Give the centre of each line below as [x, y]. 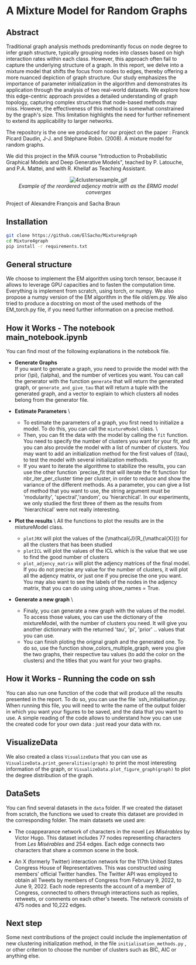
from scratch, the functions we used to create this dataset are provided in [95, 814]
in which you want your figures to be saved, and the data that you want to [95, 711]
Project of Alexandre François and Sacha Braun [63, 204]
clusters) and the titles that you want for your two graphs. [92, 661]
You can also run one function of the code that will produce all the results [94, 693]
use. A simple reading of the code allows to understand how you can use [94, 718]
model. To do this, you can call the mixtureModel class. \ [90, 429]
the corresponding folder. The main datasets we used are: [76, 820]
